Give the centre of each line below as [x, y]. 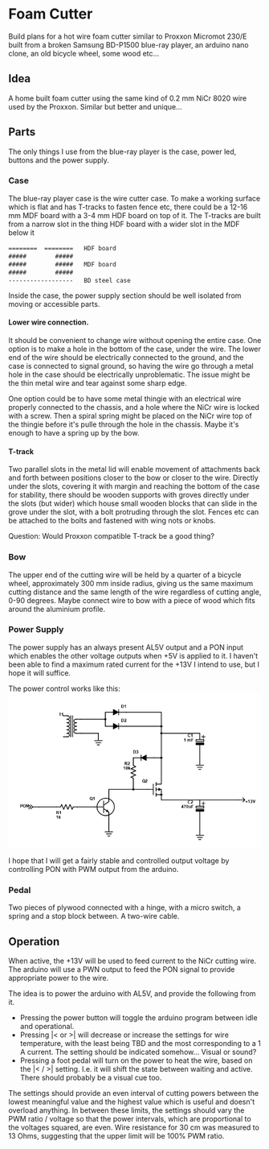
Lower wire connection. [49, 322]
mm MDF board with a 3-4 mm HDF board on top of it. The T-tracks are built [134, 215]
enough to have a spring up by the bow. [74, 433]
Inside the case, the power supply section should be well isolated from [125, 296]
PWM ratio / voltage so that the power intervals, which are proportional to [130, 1119]
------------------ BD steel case [69, 280]
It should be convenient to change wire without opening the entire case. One [135, 341]
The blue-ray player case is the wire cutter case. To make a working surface [134, 198]
